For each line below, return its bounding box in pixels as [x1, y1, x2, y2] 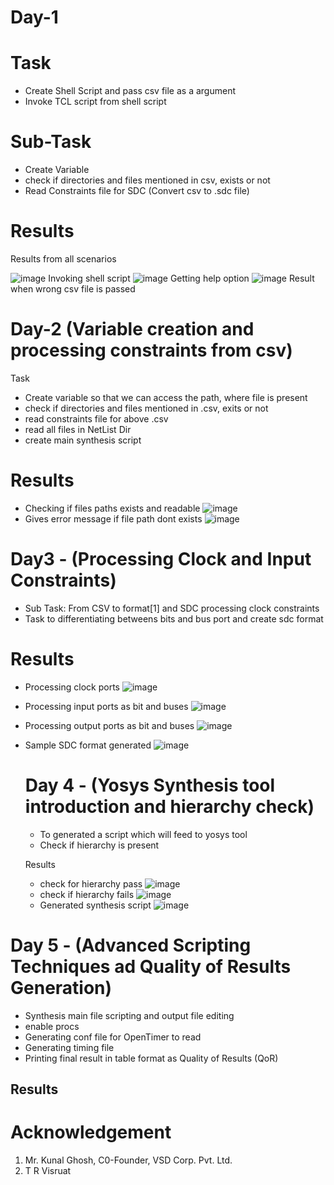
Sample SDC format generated [24, 739, 152, 751]
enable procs [24, 1020, 80, 1032]
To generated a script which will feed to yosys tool [39, 828, 248, 840]
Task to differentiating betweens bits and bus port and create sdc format [24, 612, 324, 625]
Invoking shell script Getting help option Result [48, 272, 315, 284]
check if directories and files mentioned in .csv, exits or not [24, 402, 269, 414]
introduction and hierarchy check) [24, 795, 315, 818]
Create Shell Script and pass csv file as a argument [24, 85, 236, 97]
